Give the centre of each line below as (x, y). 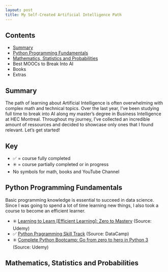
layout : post (19, 10)
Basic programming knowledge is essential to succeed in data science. (80, 200)
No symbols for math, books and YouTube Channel (66, 172)
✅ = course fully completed (41, 158)
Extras (19, 75)
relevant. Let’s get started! (33, 130)
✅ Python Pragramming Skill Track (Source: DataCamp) (71, 234)
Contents (20, 35)
